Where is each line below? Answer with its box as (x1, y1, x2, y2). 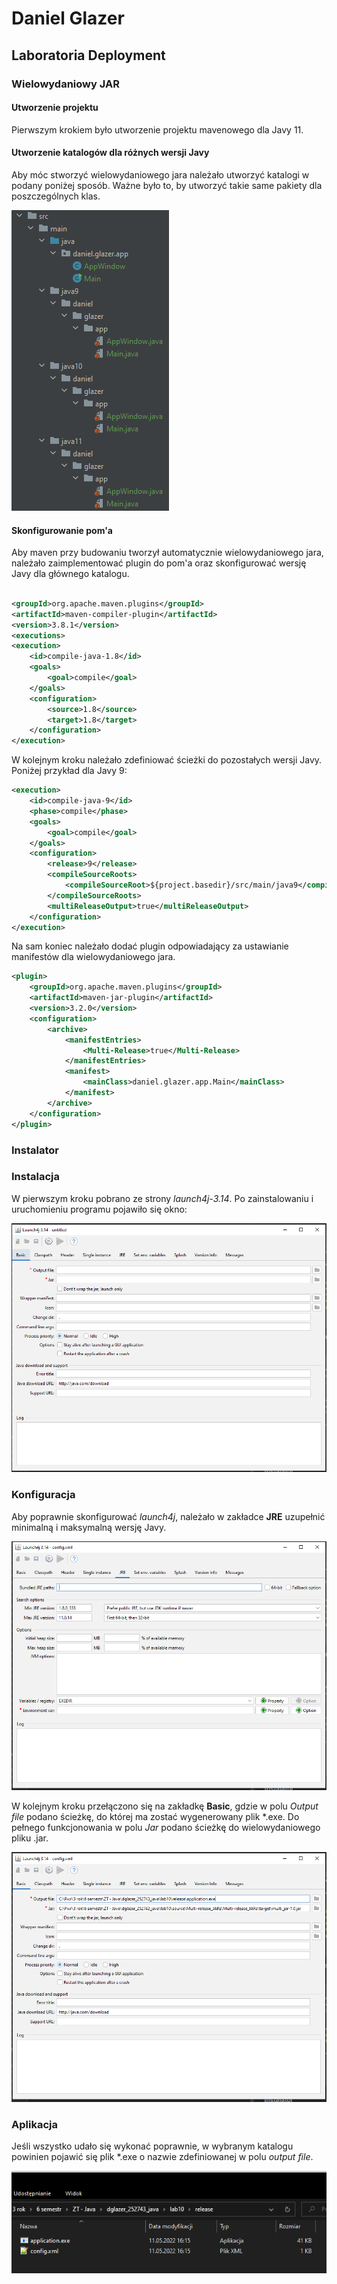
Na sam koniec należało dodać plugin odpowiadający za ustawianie (11, 940, 289, 952)
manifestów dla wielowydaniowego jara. (11, 951, 176, 963)
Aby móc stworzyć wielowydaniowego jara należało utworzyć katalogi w (11, 168, 310, 181)
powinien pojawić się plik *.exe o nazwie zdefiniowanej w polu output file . (11, 2150, 314, 2162)
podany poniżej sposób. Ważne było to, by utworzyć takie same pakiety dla (11, 179, 323, 191)
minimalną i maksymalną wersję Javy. (11, 1521, 167, 1533)
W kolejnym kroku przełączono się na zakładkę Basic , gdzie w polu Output (11, 1800, 319, 1812)
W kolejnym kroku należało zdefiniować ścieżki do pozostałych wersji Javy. (11, 754, 323, 766)
